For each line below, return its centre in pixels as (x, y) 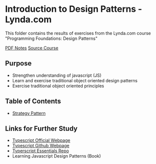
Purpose (18, 63)
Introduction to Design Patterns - (74, 9)
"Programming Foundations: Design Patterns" (51, 38)
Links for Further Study (41, 128)
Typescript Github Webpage (41, 146)
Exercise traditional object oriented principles (58, 86)
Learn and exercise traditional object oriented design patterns (75, 80)
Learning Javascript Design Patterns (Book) (57, 156)
